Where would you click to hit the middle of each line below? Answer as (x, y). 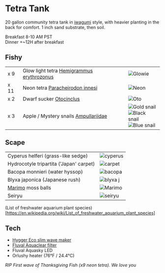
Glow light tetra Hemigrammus (58, 71)
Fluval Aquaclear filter (34, 245)
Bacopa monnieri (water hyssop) (45, 172)
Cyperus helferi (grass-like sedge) (48, 156)
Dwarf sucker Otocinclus (51, 99)
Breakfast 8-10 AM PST (29, 37)
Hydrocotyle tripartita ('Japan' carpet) (51, 164)
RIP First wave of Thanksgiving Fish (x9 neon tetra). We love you (71, 265)
